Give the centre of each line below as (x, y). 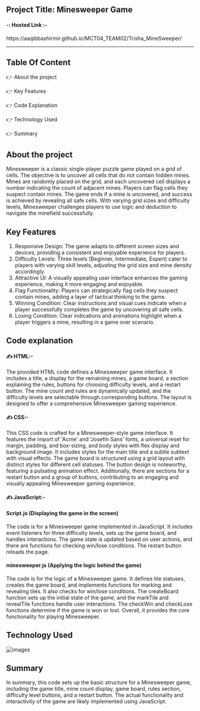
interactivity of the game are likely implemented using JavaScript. (86, 701)
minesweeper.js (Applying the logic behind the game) (74, 565)
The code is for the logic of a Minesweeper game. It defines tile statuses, (96, 578)
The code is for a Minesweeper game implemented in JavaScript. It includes (99, 527)
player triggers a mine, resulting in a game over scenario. (85, 322)
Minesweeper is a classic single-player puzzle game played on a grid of (94, 169)
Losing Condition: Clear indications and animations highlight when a (98, 316)
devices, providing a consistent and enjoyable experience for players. (100, 253)
